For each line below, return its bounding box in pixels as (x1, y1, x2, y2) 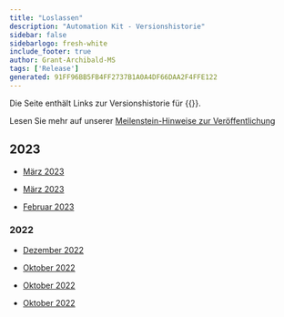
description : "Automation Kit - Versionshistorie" (9, 22, 206, 31)
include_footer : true (9, 47, 92, 56)
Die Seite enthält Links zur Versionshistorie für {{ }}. (9, 97, 202, 108)
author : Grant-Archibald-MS (9, 56, 117, 65)
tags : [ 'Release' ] (9, 65, 79, 74)
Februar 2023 (22, 201, 75, 212)
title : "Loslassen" (9, 13, 84, 23)
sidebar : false (9, 30, 67, 39)
